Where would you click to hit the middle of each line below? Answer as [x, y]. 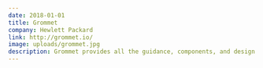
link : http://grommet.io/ [50, 37]
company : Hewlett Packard [50, 30]
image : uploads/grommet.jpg [54, 45]
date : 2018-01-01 [37, 15]
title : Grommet [33, 23]
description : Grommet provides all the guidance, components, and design [132, 52]
